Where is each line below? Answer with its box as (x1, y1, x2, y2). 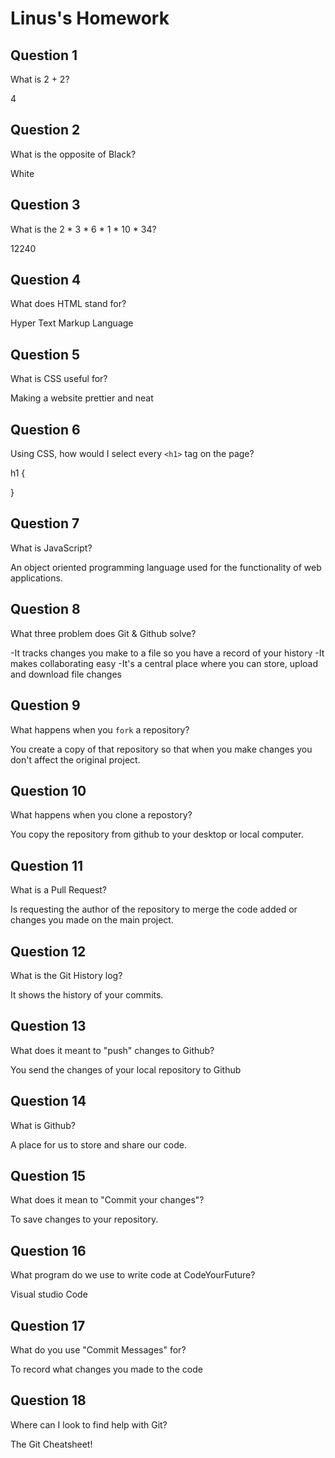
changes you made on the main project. (10, 914, 174, 926)
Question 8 (10, 601, 81, 618)
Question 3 (10, 197, 81, 214)
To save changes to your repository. (10, 1213, 159, 1226)
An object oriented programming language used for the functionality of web (10, 561, 322, 573)
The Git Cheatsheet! (10, 1438, 93, 1450)
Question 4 (10, 272, 82, 289)
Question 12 (10, 943, 87, 960)
